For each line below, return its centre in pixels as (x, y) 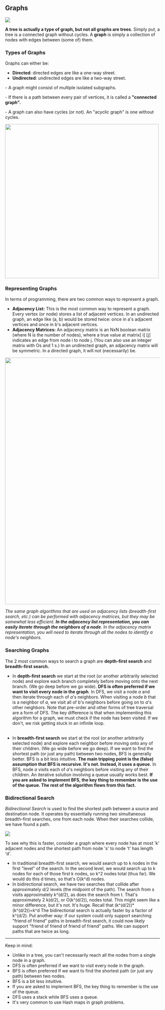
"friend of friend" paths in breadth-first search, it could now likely (78, 921)
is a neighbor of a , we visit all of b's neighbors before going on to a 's (82, 702)
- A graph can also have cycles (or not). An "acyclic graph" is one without (80, 112)
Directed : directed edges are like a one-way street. (64, 73)
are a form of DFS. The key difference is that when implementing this (82, 712)
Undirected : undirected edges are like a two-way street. (69, 78)
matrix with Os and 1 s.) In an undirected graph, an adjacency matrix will (85, 345)
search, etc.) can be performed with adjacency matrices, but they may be (80, 617)
